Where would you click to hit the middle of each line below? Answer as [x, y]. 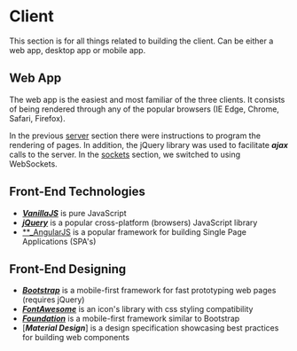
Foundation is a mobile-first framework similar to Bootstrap [131, 319]
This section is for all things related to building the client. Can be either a [141, 41]
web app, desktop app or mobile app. [78, 50]
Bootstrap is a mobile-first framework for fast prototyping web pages [149, 291]
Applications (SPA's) [59, 241]
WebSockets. [33, 164]
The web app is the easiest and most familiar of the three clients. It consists [147, 99]
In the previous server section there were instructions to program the [135, 136]
